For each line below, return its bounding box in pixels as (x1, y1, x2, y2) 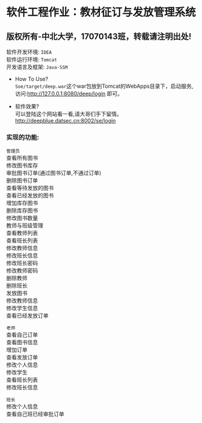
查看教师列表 (6, 230, 38, 237)
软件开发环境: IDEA (6, 49, 52, 55)
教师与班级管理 (6, 222, 43, 229)
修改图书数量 (6, 215, 38, 222)
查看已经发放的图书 (6, 192, 54, 199)
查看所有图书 (6, 154, 38, 162)
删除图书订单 (6, 177, 38, 184)
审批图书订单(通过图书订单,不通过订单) (6, 169, 102, 177)
